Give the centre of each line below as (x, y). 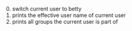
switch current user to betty (47, 9)
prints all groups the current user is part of (65, 22)
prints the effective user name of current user (69, 15)
